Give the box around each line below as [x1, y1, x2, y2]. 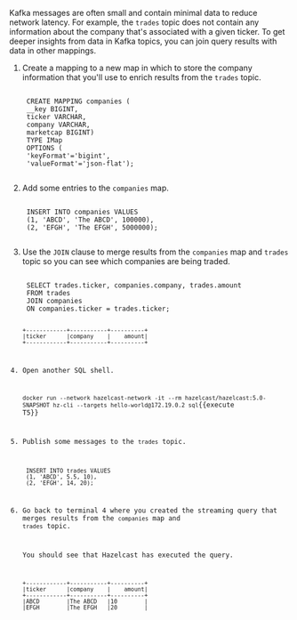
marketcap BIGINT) [26, 128, 95, 137]
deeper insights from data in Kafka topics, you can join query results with [9, 36, 277, 46]
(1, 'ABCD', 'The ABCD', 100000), [26, 215, 155, 224]
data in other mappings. [9, 45, 97, 56]
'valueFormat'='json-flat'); [26, 159, 135, 168]
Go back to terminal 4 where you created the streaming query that [21, 506, 277, 515]
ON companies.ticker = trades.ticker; [26, 304, 171, 313]
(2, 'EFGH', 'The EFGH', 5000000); [26, 223, 158, 232]
